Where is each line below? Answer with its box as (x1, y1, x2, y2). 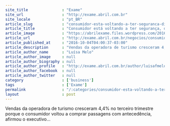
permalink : (5, 87, 65, 92)
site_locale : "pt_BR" (5, 17, 82, 22)
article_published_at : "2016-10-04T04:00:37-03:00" (5, 40, 128, 45)
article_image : (5, 31, 65, 36)
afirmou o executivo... (5, 116, 51, 122)
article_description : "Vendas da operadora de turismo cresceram (5, 45, 159, 50)
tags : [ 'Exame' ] (5, 82, 87, 87)
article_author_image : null (5, 54, 76, 59)
